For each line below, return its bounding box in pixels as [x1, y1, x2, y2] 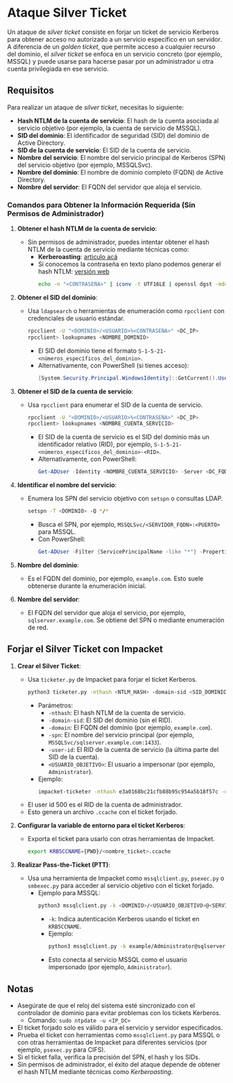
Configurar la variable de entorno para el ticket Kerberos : [17, 821, 186, 829]
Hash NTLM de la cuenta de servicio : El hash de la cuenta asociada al [17, 116, 219, 125]
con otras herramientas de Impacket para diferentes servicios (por [17, 1038, 207, 1046]
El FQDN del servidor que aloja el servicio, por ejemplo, [27, 608, 186, 617]
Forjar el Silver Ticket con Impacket [7, 643, 163, 655]
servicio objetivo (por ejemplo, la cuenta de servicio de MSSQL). [17, 123, 202, 132]
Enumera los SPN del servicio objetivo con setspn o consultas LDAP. [27, 494, 223, 503]
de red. [27, 623, 49, 631]
